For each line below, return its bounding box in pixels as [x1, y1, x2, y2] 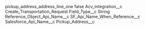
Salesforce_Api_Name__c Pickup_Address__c [5, 19, 95, 24]
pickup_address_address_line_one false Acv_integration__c [5, 4, 123, 9]
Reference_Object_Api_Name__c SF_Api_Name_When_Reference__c [5, 14, 141, 19]
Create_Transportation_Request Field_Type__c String [5, 9, 110, 14]
